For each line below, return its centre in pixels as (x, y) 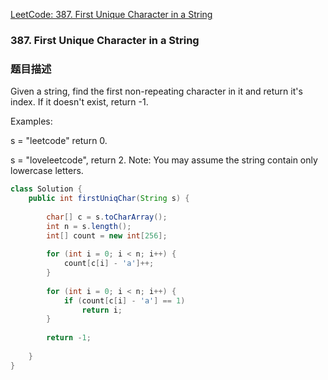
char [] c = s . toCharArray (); (107, 217)
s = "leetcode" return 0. (59, 141)
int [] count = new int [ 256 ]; (107, 235)
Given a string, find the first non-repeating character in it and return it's (156, 91)
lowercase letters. (47, 171)
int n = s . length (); (89, 226)
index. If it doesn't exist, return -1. (79, 102)
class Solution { (46, 189)
